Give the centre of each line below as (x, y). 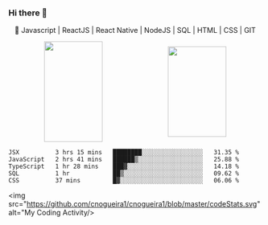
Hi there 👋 (28, 13)
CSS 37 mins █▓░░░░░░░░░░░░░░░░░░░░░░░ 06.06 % (124, 181)
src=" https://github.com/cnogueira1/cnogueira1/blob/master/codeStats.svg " (134, 204)
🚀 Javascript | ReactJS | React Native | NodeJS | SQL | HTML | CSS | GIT (135, 31)
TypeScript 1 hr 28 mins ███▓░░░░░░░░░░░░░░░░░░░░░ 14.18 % (124, 167)
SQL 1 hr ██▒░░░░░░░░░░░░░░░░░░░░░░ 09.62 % (124, 174)
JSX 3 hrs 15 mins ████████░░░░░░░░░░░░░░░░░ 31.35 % (124, 153)
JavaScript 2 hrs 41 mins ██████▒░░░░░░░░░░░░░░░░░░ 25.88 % (124, 160)
